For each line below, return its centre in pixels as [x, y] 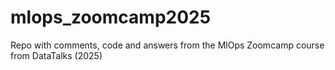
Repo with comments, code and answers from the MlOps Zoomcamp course [167, 45]
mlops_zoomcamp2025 [111, 17]
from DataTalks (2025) [56, 55]
